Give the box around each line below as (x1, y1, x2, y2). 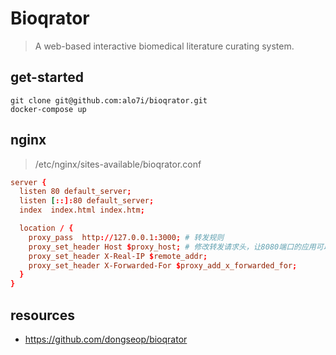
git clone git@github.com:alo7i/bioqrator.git (10, 95, 208, 106)
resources (10, 307, 75, 324)
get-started (10, 69, 84, 86)
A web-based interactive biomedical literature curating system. (34, 40, 295, 52)
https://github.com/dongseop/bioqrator (24, 333, 188, 345)
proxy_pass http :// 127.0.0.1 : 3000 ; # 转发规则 (28, 232, 225, 242)
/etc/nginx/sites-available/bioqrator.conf (34, 158, 202, 170)
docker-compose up (10, 104, 87, 114)
